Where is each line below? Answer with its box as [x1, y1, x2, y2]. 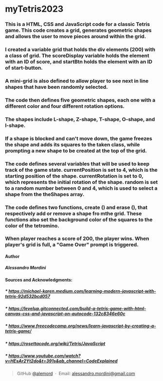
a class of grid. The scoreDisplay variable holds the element [5, 52, 149, 59]
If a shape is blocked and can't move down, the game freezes [5, 135, 152, 142]
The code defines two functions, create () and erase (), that [5, 204, 147, 211]
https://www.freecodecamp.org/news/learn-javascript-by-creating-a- [8, 323, 156, 329]
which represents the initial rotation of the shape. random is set [5, 179, 158, 185]
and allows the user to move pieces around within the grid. [5, 33, 146, 40]
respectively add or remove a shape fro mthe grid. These [5, 210, 142, 217]
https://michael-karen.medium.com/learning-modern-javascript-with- [8, 288, 156, 294]
